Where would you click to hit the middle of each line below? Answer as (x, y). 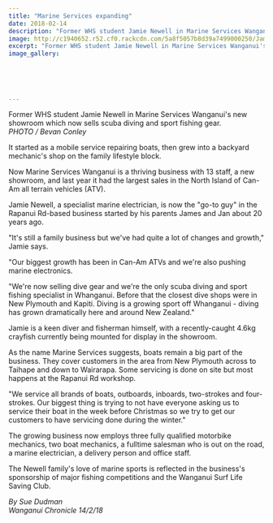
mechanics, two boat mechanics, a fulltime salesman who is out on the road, (136, 444)
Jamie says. (28, 246)
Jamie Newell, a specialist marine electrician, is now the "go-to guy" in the (133, 205)
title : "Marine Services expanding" (70, 16)
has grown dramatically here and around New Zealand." (102, 313)
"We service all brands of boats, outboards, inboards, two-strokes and (126, 394)
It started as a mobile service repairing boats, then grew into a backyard (129, 148)
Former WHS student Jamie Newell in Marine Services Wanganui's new (128, 115)
